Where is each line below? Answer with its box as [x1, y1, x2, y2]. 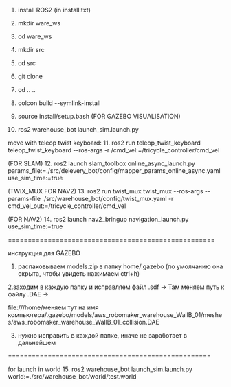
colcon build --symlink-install [17, 99, 101, 107]
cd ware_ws [17, 32, 52, 40]
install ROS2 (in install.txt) [17, 6, 91, 14]
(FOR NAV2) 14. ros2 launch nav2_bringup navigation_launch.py [8, 215, 189, 223]
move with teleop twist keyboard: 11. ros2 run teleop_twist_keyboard [8, 139, 201, 147]
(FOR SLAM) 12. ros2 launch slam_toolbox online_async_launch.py [8, 159, 195, 167]
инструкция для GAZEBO [8, 249, 81, 257]
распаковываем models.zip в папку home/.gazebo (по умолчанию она [17, 262, 223, 270]
